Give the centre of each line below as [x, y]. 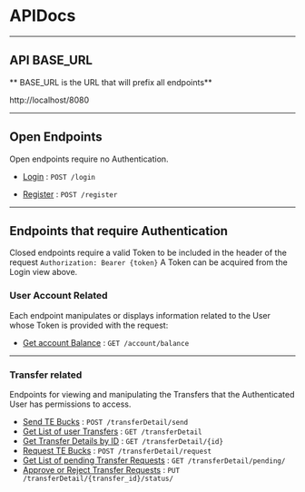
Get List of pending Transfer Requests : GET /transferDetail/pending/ [154, 460]
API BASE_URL [51, 60]
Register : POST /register [70, 194]
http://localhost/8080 [49, 100]
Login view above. [44, 272]
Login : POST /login [59, 176]
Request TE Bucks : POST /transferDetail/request [117, 450]
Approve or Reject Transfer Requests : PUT [101, 469]
